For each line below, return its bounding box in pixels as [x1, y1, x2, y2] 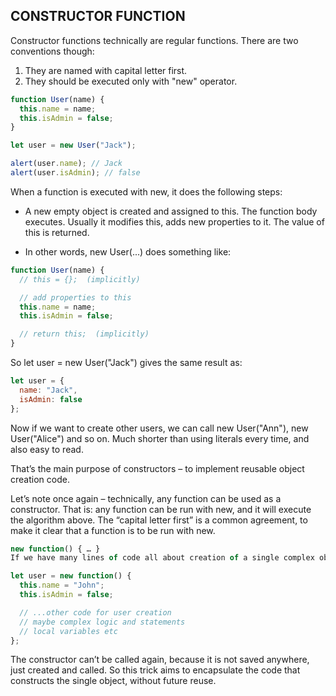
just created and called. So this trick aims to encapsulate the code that [10, 664, 301, 676]
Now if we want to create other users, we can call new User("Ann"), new [10, 422, 309, 434]
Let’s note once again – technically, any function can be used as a [10, 492, 282, 504]
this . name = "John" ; [19, 580, 105, 591]
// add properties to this [19, 292, 132, 303]
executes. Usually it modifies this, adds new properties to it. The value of [24, 215, 325, 228]
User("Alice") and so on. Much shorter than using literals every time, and [10, 432, 310, 444]
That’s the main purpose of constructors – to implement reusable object [10, 462, 305, 474]
